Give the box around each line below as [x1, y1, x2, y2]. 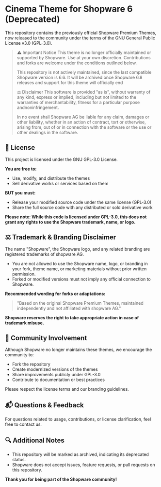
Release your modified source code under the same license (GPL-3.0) [12, 199, 152, 205]
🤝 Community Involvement [5, 334, 87, 342]
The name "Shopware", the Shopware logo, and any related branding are [5, 246, 150, 252]
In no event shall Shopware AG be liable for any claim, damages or [16, 114, 149, 120]
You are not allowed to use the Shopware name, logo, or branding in [12, 261, 148, 266]
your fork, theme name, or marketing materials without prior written [12, 266, 147, 272]
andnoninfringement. [16, 104, 59, 110]
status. [12, 457, 26, 462]
